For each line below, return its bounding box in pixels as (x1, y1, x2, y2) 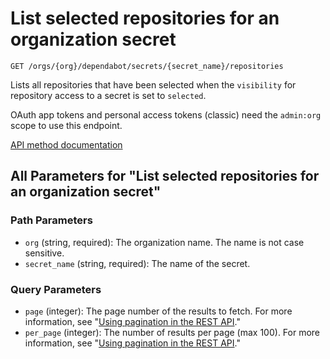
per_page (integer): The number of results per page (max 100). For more (24, 326, 321, 338)
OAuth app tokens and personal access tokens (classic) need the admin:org (10, 108, 322, 121)
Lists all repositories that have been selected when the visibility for (10, 78, 297, 91)
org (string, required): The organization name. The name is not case (24, 236, 305, 248)
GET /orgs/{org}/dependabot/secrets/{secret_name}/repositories (10, 61, 284, 71)
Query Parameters (10, 282, 102, 296)
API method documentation (10, 138, 123, 151)
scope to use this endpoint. (10, 119, 123, 131)
